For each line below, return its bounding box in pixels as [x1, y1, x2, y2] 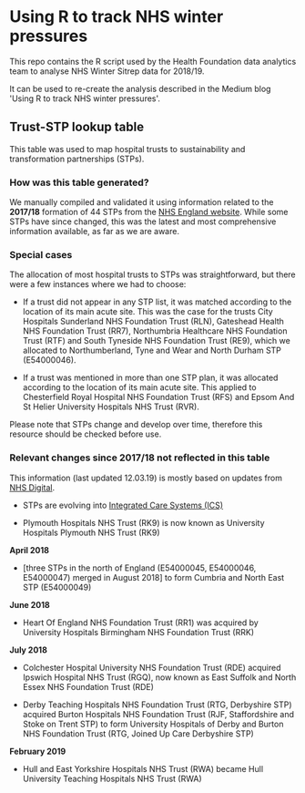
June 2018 [9, 599, 50, 610]
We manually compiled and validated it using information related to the [9, 197, 274, 208]
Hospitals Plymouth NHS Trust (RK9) [22, 527, 161, 538]
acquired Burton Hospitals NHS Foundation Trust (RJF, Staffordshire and [22, 708, 294, 719]
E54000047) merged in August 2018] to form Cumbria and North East [22, 572, 285, 582]
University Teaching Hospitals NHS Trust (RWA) [22, 773, 202, 784]
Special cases [9, 248, 73, 261]
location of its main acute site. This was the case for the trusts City [22, 306, 273, 317]
